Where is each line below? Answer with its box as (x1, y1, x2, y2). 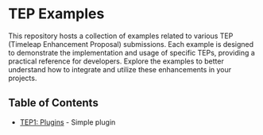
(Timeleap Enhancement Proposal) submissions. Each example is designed (8, 39, 254, 48)
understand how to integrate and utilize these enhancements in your (8, 64, 232, 74)
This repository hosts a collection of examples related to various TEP (8, 31, 234, 40)
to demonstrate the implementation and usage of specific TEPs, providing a (8, 48, 256, 57)
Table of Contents (8, 96, 99, 110)
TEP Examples (8, 5, 105, 23)
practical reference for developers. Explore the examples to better (8, 56, 224, 66)
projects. (8, 73, 37, 83)
